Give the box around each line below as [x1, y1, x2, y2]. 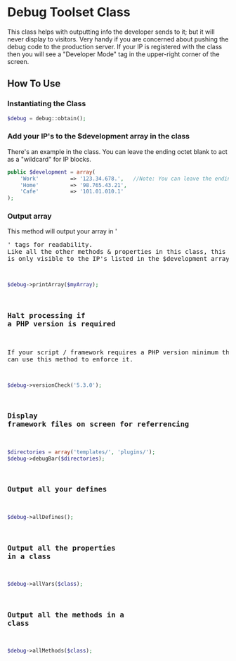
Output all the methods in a [7, 610, 124, 620]
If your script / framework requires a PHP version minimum [7, 348, 219, 356]
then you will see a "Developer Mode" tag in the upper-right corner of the [7, 50, 220, 58]
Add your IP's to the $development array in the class [7, 131, 190, 141]
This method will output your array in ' [7, 227, 117, 236]
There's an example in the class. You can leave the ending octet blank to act [7, 147, 228, 155]
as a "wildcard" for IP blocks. [7, 155, 91, 163]
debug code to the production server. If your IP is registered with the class [7, 42, 223, 51]
